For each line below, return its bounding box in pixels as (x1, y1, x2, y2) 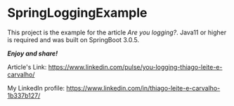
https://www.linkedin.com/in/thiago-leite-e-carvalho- (66, 84, 221, 92)
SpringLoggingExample (7, 5, 148, 21)
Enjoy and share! (7, 49, 58, 58)
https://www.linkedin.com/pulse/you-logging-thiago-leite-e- (48, 62, 223, 71)
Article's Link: (7, 62, 47, 71)
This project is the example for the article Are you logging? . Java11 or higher (7, 28, 227, 37)
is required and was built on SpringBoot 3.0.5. (7, 35, 140, 44)
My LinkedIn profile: (7, 84, 65, 92)
